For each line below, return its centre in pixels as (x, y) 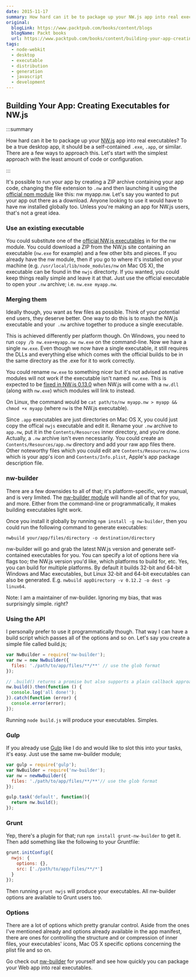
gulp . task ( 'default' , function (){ (48, 797)
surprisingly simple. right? (37, 604)
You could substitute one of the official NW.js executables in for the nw (91, 241)
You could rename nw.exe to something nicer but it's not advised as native (95, 372)
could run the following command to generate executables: (77, 527)
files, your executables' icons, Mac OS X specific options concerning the (93, 944)
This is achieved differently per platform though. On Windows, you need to (96, 336)
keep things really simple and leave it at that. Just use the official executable (98, 278)
